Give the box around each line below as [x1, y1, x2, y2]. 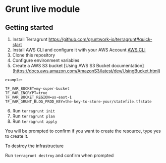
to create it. [5, 133, 29, 139]
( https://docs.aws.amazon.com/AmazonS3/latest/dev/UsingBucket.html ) [12, 68, 161, 74]
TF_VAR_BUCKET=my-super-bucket [5, 86, 70, 91]
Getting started [5, 23, 54, 32]
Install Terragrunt [12, 36, 48, 42]
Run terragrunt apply [12, 118, 57, 124]
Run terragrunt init [12, 108, 55, 113]
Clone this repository [12, 52, 55, 58]
